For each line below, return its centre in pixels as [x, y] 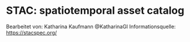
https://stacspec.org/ [32, 32]
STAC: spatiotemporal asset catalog [95, 11]
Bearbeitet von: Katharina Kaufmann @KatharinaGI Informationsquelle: [91, 26]
